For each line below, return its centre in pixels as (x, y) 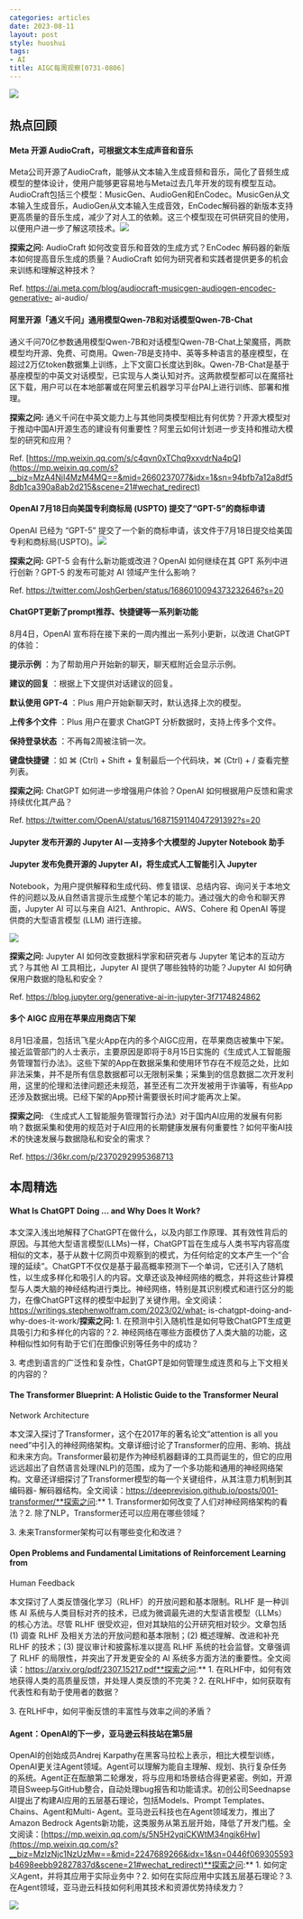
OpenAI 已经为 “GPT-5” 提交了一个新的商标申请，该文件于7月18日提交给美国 (151, 530)
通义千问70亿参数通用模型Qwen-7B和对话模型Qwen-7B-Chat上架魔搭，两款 (150, 342)
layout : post (34, 34)
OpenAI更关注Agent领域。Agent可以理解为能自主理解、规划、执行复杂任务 (148, 1766)
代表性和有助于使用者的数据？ (64, 1692)
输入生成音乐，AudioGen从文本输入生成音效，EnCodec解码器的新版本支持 (155, 206)
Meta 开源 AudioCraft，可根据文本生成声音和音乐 (101, 150)
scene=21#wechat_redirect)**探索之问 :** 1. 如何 (190, 1865)
